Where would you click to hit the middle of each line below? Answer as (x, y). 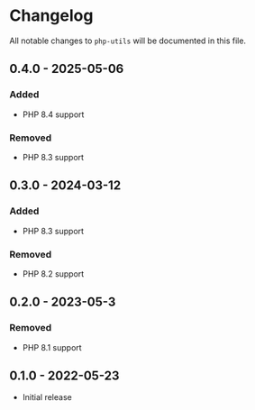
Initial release (47, 397)
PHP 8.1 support (52, 347)
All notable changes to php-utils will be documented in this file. (127, 41)
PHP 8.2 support (53, 273)
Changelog (51, 16)
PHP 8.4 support (53, 114)
